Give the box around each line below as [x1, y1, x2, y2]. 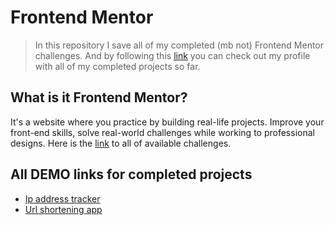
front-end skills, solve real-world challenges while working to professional [10, 126, 315, 138]
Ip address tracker [24, 192, 101, 205]
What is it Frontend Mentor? [10, 89, 188, 106]
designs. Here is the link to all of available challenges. [10, 137, 232, 149]
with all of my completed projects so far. [34, 60, 201, 72]
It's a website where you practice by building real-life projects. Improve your [10, 116, 325, 128]
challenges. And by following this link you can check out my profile [34, 49, 311, 61]
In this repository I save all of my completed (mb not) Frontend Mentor [34, 39, 325, 51]
